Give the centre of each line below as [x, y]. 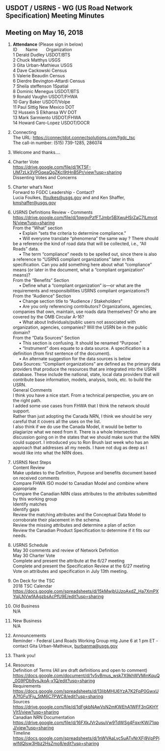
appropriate [25, 489]
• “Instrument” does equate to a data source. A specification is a [84, 348]
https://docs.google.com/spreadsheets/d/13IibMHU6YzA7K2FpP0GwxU [86, 691]
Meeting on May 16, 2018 [44, 32]
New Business [27, 621]
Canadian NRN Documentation [44, 718]
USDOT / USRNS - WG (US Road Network [69, 8]
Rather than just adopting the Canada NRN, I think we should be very [82, 416]
